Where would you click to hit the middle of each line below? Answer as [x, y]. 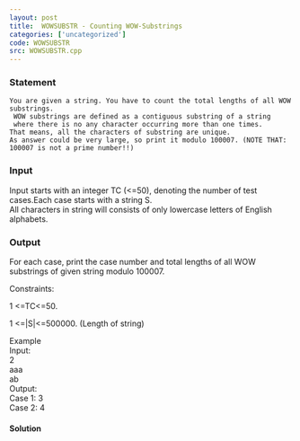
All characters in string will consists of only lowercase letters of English [141, 209]
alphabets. [29, 219]
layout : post [34, 18]
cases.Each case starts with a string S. [81, 199]
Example [26, 341]
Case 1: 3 [26, 398]
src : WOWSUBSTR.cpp [46, 51]
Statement [33, 83]
